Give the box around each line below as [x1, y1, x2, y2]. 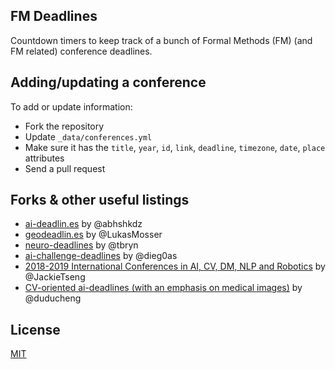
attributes [24, 152, 65, 164]
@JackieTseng [24, 271, 86, 283]
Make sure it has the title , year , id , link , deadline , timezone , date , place [24, 141, 326, 153]
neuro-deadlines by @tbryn [24, 239, 139, 251]
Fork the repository [24, 120, 105, 132]
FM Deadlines [10, 8, 98, 25]
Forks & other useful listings [10, 192, 190, 209]
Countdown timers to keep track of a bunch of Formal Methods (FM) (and [10, 34, 313, 46]
